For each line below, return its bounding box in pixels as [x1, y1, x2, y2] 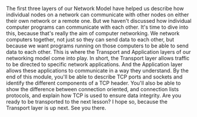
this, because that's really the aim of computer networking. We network [6, 30, 180, 37]
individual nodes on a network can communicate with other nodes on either [6, 11, 189, 18]
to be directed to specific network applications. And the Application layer [6, 61, 183, 68]
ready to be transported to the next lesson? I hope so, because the [6, 98, 168, 105]
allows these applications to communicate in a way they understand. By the [6, 67, 189, 74]
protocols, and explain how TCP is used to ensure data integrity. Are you [6, 92, 181, 99]
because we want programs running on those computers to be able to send [6, 42, 189, 49]
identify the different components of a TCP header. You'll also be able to [6, 80, 181, 87]
